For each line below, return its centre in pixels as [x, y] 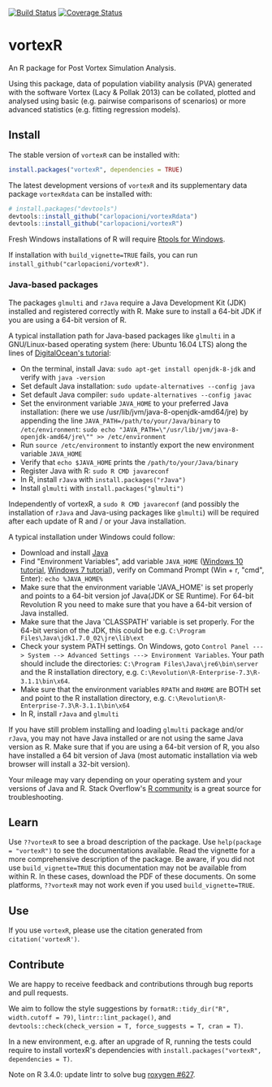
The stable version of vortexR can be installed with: [94, 154]
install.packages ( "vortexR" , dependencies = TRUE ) [96, 170]
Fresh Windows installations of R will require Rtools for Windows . [117, 239]
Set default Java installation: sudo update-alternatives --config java [138, 385]
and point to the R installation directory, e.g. [93, 698]
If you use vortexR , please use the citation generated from [106, 930]
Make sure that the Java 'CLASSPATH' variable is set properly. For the [137, 621]
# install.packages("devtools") [63, 209]
